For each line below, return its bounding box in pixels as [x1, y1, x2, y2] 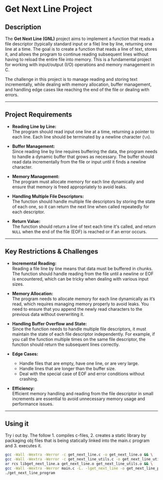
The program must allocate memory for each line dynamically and [12, 179, 144, 184]
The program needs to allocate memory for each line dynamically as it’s [12, 296, 155, 301]
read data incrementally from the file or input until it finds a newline [12, 159, 147, 164]
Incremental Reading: [12, 260, 57, 266]
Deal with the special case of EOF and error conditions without [19, 371, 145, 377]
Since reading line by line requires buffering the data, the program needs [12, 148, 158, 154]
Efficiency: [12, 385, 35, 391]
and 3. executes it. [5, 443, 42, 449]
